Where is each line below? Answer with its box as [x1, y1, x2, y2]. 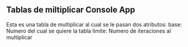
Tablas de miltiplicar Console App [6, 5, 136, 15]
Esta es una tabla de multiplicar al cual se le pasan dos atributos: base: [6, 20, 183, 28]
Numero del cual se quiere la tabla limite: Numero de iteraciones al [6, 27, 171, 34]
